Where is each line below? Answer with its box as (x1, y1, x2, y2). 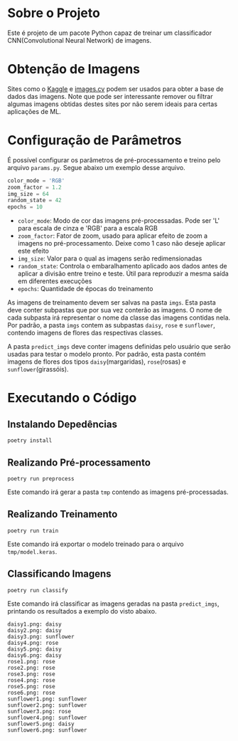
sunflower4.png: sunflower (7, 714, 87, 721)
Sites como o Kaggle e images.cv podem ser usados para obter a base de (7, 84, 224, 93)
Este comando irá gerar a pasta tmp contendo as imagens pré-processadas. (7, 488, 229, 496)
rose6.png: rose (7, 689, 55, 696)
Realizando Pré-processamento (7, 456, 151, 468)
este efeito (17, 247, 50, 256)
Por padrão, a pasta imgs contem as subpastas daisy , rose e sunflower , (7, 321, 215, 330)
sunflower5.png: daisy (7, 720, 75, 727)
